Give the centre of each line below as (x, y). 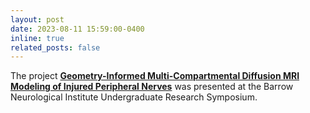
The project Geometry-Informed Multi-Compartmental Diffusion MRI (155, 76)
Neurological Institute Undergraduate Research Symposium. (134, 97)
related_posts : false (55, 47)
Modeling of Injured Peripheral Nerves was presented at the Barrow (152, 87)
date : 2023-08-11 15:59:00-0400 (77, 29)
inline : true (37, 38)
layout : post (37, 19)
